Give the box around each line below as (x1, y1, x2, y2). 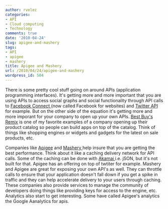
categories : (5, 12, 30, 17)
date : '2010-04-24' (5, 36, 46, 41)
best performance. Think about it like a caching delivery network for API (5, 150, 154, 156)
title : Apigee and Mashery (5, 63, 62, 68)
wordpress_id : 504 (5, 73, 44, 78)
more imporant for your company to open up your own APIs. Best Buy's (5, 113, 153, 119)
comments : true (5, 31, 37, 36)
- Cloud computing (5, 21, 44, 27)
